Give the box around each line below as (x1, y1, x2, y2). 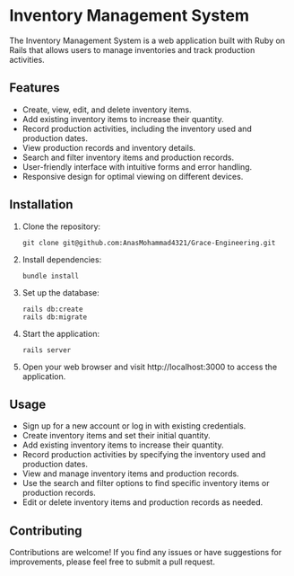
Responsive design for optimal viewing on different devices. (22, 171, 244, 182)
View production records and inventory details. (22, 142, 195, 153)
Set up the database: (22, 287, 100, 297)
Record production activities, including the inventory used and (22, 123, 253, 134)
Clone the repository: (22, 221, 101, 232)
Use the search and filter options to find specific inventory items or (22, 478, 271, 489)
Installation (9, 197, 73, 212)
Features (9, 80, 60, 95)
